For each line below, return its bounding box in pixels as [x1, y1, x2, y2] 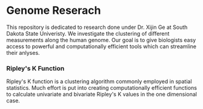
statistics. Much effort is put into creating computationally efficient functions [6, 84, 197, 92]
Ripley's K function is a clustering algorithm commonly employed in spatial [6, 78, 192, 85]
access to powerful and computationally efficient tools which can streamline [6, 43, 197, 50]
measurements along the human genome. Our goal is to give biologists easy [6, 36, 196, 43]
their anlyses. [6, 49, 41, 56]
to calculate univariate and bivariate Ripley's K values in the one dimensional [6, 91, 197, 98]
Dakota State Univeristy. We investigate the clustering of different [6, 30, 170, 37]
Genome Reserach [6, 4, 101, 17]
